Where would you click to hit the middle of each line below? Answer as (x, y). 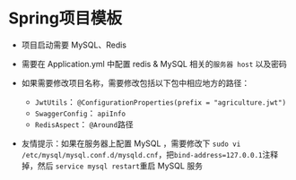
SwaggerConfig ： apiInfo (80, 113)
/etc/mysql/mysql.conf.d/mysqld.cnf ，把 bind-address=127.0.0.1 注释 (150, 154)
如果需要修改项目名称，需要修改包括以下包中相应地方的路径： (135, 82)
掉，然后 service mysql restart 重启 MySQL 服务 (112, 166)
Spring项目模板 (65, 18)
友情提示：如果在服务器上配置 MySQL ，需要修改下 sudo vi (131, 143)
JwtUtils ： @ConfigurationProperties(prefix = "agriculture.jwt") (161, 102)
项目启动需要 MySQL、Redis (74, 45)
